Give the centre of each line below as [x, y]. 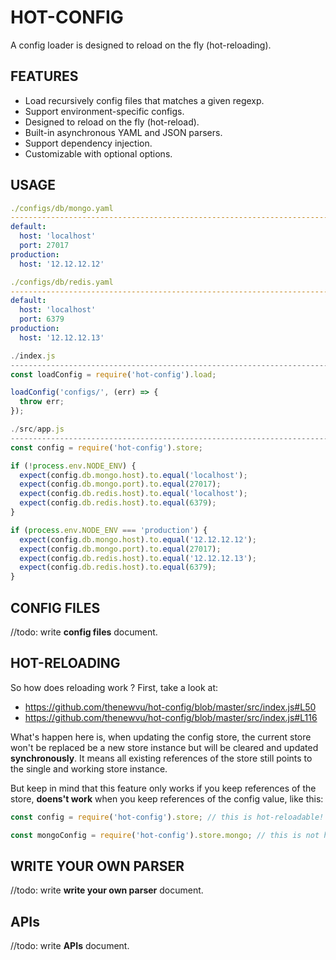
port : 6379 [42, 319]
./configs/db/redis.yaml [62, 282]
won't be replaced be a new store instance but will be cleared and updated [164, 747]
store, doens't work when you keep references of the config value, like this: [167, 798]
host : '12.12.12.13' [62, 337]
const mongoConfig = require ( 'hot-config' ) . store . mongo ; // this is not [165, 835]
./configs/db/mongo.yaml [62, 208]
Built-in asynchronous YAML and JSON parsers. [123, 132]
